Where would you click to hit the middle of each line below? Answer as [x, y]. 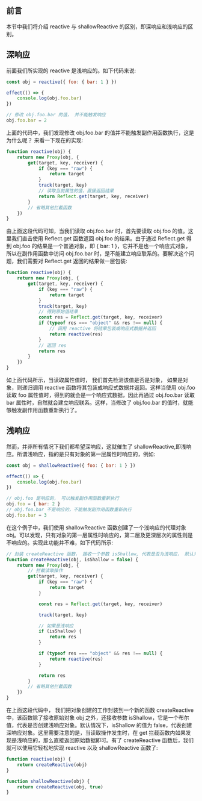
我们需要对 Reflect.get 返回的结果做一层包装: [72, 261]
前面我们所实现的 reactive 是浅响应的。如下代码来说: [71, 70]
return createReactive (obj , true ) [60, 787]
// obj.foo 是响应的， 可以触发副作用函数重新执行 [63, 499]
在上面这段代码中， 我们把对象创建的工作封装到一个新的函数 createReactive [100, 710]
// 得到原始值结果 [58, 312]
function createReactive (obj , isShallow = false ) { [72, 559]
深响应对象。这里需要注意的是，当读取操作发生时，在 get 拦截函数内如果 [96, 733]
